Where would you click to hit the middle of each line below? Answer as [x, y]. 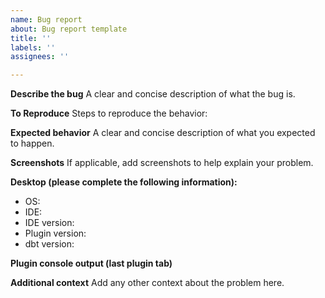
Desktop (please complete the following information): [124, 182]
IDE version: [49, 223]
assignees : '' [40, 57]
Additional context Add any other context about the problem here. [147, 283]
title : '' [31, 38]
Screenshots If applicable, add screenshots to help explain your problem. [162, 163]
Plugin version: [55, 233]
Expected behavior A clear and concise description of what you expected [163, 133]
